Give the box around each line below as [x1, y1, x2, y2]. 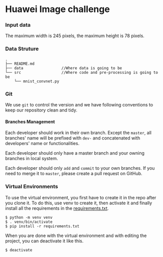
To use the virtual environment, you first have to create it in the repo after [5, 194, 156, 200]
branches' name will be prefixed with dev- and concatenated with [5, 135, 140, 141]
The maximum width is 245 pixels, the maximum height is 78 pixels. [5, 33, 144, 39]
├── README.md [5, 61, 35, 66]
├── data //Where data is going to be [5, 65, 122, 71]
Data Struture [5, 45, 39, 52]
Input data [5, 22, 31, 29]
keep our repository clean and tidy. [5, 107, 78, 113]
